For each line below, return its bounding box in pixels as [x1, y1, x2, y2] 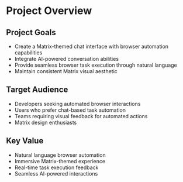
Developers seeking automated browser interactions [14, 100, 141, 107]
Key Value [6, 136, 44, 146]
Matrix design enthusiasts [14, 119, 77, 126]
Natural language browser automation [14, 151, 106, 159]
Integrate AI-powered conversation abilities [14, 56, 119, 62]
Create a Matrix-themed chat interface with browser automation [14, 43, 168, 50]
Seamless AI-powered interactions [14, 170, 98, 177]
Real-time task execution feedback [14, 164, 99, 171]
